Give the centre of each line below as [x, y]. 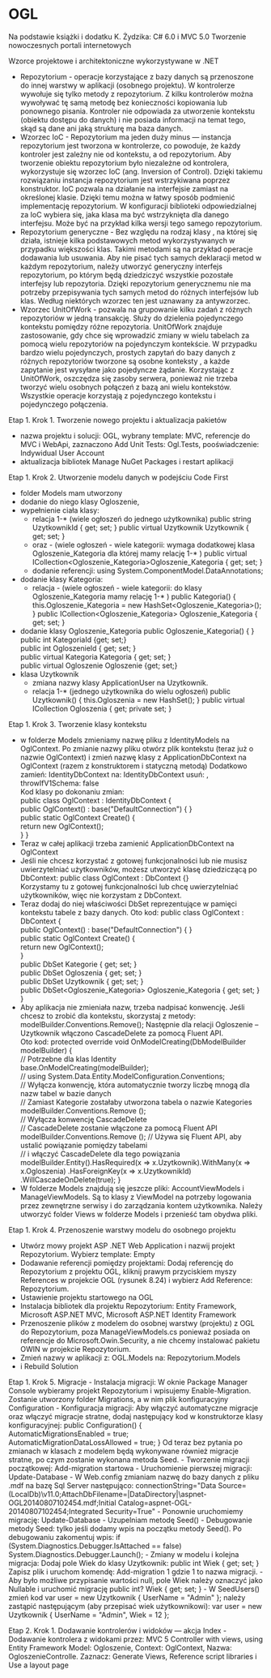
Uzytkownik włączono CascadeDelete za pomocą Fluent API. [122, 1033]
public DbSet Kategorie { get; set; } [78, 964]
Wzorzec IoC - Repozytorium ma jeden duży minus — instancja [126, 137]
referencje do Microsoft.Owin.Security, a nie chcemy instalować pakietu [140, 1340]
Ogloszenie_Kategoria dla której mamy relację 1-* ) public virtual [140, 553]
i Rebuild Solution [49, 1366]
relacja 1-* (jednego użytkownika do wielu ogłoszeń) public [131, 691]
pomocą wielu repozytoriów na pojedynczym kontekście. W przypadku [138, 344]
